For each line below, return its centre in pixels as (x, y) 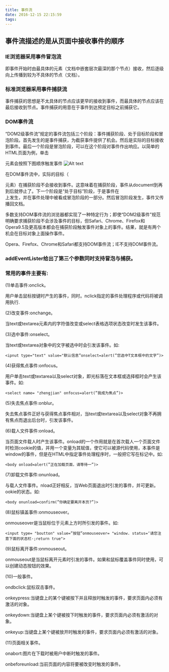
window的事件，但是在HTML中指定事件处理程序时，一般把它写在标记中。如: (84, 454)
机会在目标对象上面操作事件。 (36, 233)
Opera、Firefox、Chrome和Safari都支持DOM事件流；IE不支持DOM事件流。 (83, 244)
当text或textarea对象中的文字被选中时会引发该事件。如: (62, 345)
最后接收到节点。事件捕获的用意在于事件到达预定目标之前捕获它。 (73, 107)
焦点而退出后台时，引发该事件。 (43, 420)
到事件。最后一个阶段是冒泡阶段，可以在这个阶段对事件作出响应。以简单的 (82, 146)
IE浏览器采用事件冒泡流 (33, 57)
